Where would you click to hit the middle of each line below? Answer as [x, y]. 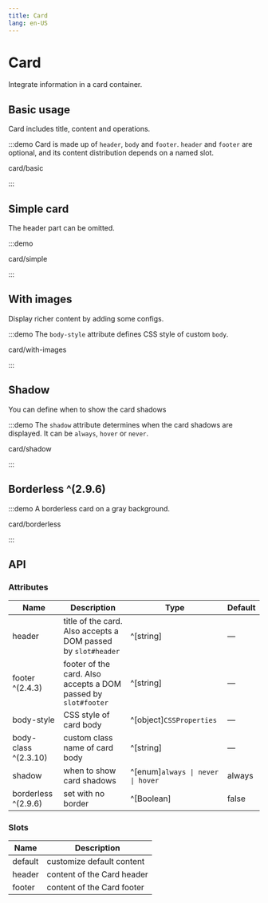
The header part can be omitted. [62, 228]
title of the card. [93, 621]
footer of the [87, 664]
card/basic [26, 168]
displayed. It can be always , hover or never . [79, 433]
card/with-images [37, 349]
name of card [89, 748]
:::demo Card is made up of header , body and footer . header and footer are [130, 144]
